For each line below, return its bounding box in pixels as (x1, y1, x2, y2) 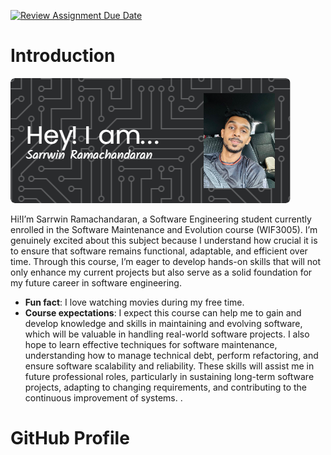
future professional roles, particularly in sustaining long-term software (24, 370, 315, 382)
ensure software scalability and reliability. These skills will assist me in (24, 360, 315, 372)
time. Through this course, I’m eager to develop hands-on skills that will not (10, 255, 321, 267)
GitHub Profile (10, 427, 130, 450)
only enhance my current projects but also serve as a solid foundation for (10, 266, 313, 278)
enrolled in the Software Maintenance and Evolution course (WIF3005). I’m (10, 223, 318, 235)
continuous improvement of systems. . (24, 391, 183, 404)
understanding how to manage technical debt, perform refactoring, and (24, 349, 319, 361)
